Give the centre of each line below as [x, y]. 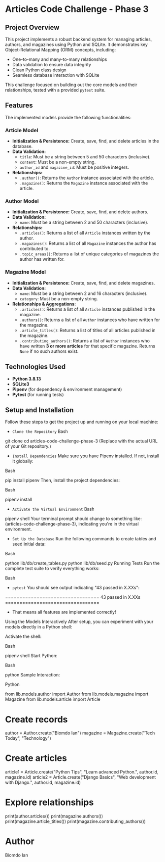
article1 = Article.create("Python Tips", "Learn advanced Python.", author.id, [82, 772]
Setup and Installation [39, 410]
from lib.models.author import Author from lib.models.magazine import [77, 694]
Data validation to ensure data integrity [51, 65]
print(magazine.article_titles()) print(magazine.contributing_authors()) [76, 821]
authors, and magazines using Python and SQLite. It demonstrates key [76, 45]
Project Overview [32, 27]
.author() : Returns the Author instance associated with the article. [87, 178]
